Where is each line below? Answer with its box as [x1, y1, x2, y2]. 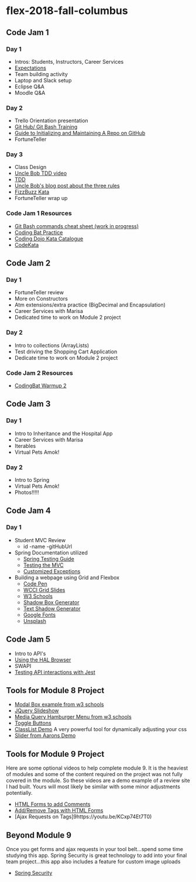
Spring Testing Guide [23, 555, 74, 562]
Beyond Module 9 [6, 830, 72, 840]
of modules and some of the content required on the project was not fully [6, 771, 183, 778]
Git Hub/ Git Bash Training [14, 123, 78, 130]
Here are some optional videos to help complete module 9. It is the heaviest [6, 764, 188, 771]
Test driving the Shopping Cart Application [14, 348, 118, 355]
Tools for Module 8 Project [6, 685, 105, 695]
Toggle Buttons [14, 719, 51, 726]
